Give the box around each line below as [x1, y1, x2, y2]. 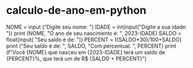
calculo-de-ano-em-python [6, 4, 147, 17]
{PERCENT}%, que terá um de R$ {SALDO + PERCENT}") [6, 55, 147, 62]
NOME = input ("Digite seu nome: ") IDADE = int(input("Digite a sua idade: [6, 23, 188, 30]
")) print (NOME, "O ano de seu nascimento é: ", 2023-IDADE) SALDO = [6, 29, 182, 36]
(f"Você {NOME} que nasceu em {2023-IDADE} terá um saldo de [6, 48, 166, 55]
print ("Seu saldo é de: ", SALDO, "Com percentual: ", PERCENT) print [6, 42, 177, 50]
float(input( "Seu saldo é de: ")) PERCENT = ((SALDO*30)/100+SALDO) [6, 36, 182, 43]
